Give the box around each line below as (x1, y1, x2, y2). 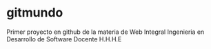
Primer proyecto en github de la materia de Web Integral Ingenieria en (6, 28, 205, 36)
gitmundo (6, 5, 63, 21)
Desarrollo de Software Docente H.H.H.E (6, 35, 122, 43)
